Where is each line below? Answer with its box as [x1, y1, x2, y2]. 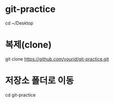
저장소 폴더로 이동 [5, 75, 74, 86]
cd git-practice [5, 91, 36, 98]
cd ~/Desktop [5, 20, 33, 26]
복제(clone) [5, 39, 51, 50]
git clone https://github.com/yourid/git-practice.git [5, 56, 109, 62]
